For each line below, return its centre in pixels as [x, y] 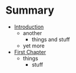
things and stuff [51, 39]
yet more [34, 46]
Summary [30, 10]
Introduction [29, 27]
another [32, 33]
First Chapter [30, 52]
